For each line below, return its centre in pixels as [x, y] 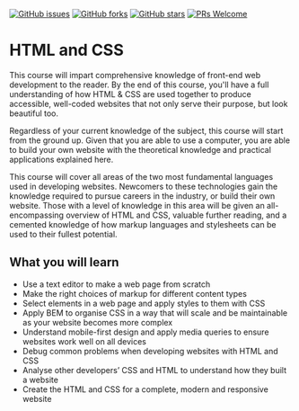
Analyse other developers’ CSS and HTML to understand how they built [154, 370]
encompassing [37, 215]
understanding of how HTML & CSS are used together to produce [130, 94]
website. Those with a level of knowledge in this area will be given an [137, 205]
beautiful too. [34, 113]
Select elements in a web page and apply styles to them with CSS [144, 303]
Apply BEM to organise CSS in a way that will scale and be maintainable [155, 313]
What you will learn [64, 262]
